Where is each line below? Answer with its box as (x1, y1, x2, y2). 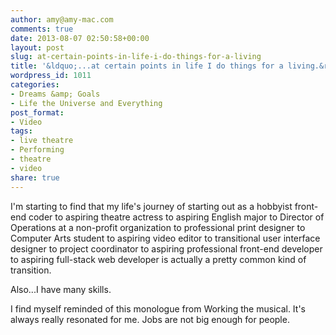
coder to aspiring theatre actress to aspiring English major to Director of (28, 211, 325, 223)
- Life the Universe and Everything (10, 98, 163, 108)
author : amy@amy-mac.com (10, 14, 114, 25)
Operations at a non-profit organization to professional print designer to (10, 221, 306, 233)
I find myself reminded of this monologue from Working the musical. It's (10, 302, 306, 315)
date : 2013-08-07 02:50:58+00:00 (10, 33, 150, 43)
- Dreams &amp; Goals (10, 89, 101, 99)
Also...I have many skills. (10, 283, 112, 295)
